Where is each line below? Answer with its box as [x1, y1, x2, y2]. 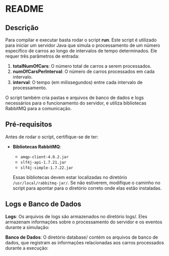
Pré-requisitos [5, 120, 53, 129]
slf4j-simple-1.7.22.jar [20, 165, 74, 170]
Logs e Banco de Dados [5, 200, 82, 209]
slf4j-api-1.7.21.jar [20, 160, 66, 165]
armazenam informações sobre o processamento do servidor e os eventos [5, 219, 162, 225]
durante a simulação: [5, 224, 50, 230]
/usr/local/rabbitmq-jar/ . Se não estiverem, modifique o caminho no [12, 180, 161, 186]
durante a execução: [5, 245, 49, 251]
